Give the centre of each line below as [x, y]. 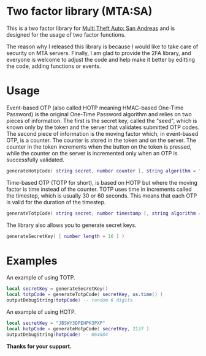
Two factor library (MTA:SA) [79, 11]
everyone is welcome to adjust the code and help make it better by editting [101, 59]
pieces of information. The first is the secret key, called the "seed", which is [102, 121]
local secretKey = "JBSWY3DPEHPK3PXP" [56, 323]
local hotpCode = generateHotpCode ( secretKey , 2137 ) [78, 328]
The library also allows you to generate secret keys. [71, 225]
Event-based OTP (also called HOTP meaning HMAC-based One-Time [95, 108]
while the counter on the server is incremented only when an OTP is [92, 153]
